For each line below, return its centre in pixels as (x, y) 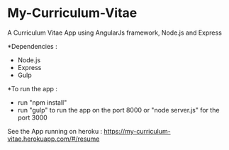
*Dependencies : (33, 46)
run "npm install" (42, 102)
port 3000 (32, 117)
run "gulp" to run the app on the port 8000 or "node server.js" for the (118, 110)
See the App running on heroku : (55, 131)
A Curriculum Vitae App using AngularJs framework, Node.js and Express (114, 33)
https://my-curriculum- (138, 131)
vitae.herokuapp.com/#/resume (54, 139)
